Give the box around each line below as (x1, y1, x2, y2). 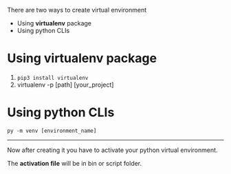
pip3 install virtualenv (16, 74, 89, 81)
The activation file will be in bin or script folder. (7, 159, 142, 167)
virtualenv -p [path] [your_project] (16, 80, 114, 89)
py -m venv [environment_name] (7, 127, 97, 134)
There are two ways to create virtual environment (7, 6, 147, 14)
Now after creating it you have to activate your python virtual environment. (7, 146, 218, 154)
